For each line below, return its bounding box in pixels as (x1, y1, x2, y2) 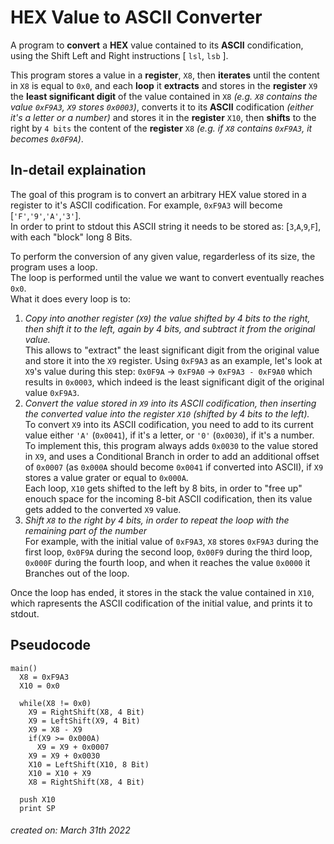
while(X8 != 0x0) (19, 698, 92, 708)
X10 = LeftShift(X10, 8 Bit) (28, 759, 150, 770)
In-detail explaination (10, 162, 147, 179)
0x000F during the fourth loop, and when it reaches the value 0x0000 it (24, 556, 311, 568)
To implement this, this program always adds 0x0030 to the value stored (24, 439, 319, 451)
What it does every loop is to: (10, 292, 132, 305)
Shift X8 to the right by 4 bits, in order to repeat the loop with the (24, 514, 290, 526)
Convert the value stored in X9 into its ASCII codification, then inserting (24, 397, 317, 409)
